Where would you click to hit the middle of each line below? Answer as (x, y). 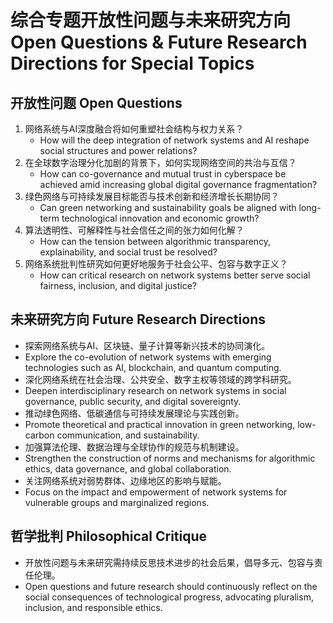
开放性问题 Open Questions (96, 102)
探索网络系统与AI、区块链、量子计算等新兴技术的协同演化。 (147, 345)
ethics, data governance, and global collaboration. (128, 468)
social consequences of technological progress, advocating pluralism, (169, 597)
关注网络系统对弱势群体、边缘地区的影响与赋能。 (125, 480)
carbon (39, 435)
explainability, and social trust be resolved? (128, 252)
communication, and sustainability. (128, 435)
